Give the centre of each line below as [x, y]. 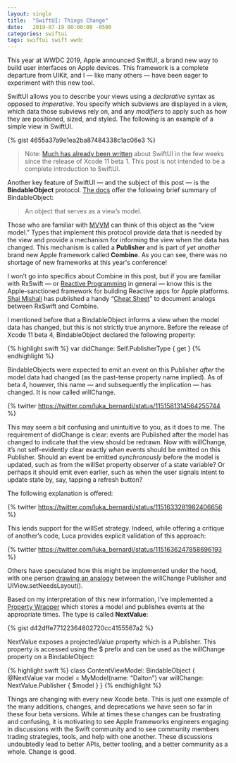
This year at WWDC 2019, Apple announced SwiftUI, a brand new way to [113, 60]
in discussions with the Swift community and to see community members [113, 729]
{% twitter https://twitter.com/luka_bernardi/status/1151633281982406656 [115, 507]
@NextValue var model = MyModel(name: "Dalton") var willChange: [106, 678]
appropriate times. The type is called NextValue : [78, 615]
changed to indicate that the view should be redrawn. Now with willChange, [117, 442]
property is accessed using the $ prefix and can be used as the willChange [116, 649]
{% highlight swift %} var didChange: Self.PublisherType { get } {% [104, 349]
